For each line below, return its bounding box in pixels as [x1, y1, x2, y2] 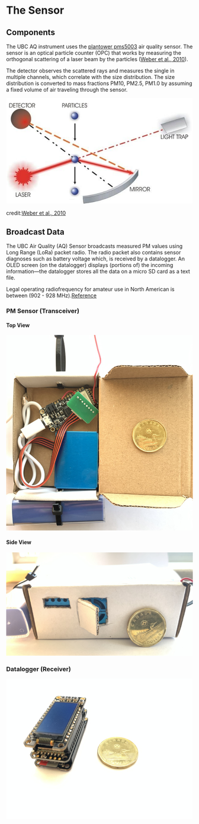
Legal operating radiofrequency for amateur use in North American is [6, 286, 175, 293]
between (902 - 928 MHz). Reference [6, 292, 97, 299]
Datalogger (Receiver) [6, 665, 71, 674]
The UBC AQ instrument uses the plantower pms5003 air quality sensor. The [6, 43, 193, 50]
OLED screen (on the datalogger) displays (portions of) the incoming [6, 262, 174, 269]
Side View [6, 539, 31, 546]
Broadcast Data [6, 227, 65, 237]
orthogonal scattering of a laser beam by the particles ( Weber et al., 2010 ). [6, 56, 188, 62]
